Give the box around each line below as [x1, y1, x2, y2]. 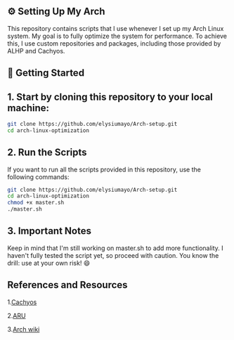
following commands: [7, 172, 70, 181]
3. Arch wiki [7, 325, 40, 333]
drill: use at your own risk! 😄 [7, 259, 90, 267]
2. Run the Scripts [7, 147, 87, 159]
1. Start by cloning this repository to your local [7, 91, 213, 103]
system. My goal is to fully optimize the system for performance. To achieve [7, 32, 227, 40]
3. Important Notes [7, 225, 91, 237]
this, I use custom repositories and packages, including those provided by [7, 39, 221, 48]
